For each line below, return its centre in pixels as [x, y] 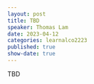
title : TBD [23, 21]
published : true [31, 47]
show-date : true [31, 54]
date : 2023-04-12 [33, 34]
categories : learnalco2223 [47, 41]
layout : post [27, 14]
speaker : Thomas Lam [38, 27]
